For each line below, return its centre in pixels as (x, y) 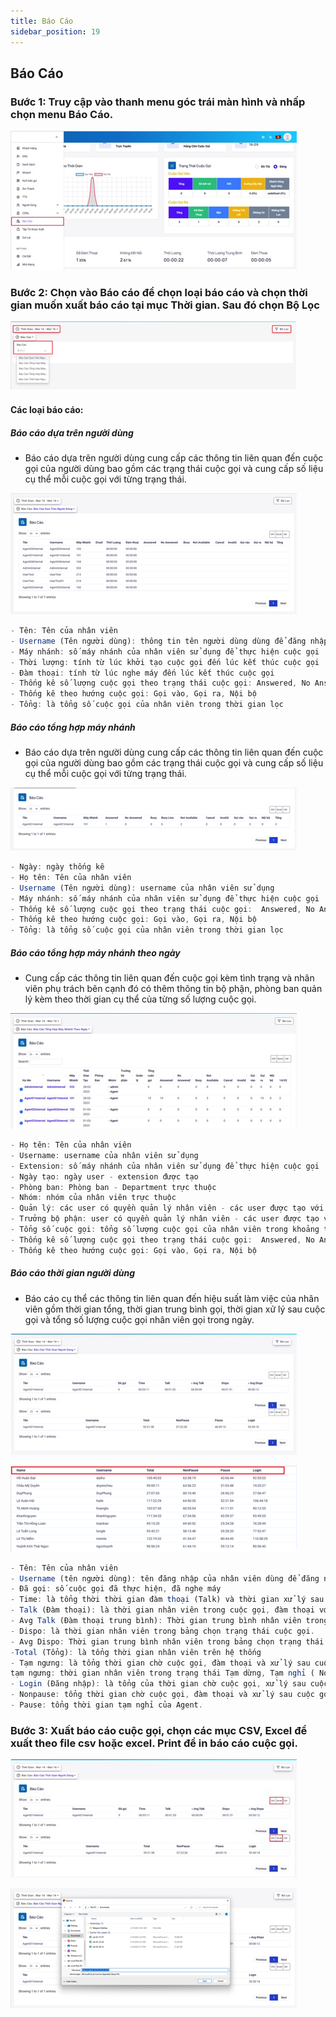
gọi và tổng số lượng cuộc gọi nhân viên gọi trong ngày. (139, 1319)
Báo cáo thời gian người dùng (73, 1273)
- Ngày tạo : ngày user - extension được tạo (104, 1176)
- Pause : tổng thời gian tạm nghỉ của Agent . (106, 1705)
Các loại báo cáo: (47, 410)
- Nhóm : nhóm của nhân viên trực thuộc (93, 1198)
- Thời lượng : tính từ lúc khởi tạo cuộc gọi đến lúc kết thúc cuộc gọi (165, 662)
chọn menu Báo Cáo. (62, 114)
